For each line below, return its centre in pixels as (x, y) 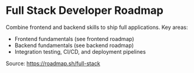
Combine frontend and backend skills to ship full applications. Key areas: (97, 27)
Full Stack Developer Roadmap (85, 11)
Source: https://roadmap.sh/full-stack (53, 63)
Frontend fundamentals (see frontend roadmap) (74, 39)
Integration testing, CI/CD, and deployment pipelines (80, 51)
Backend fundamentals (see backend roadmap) (74, 45)
